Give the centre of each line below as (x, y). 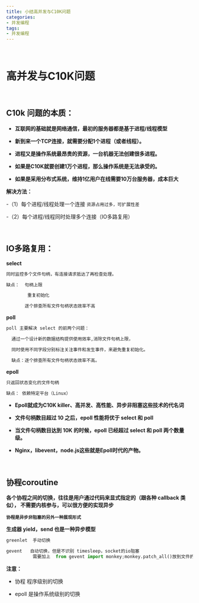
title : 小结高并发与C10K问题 (38, 12)
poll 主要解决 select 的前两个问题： (48, 328)
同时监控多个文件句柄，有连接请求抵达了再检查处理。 (61, 274)
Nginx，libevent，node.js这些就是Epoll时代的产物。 (79, 450)
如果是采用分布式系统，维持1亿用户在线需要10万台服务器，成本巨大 (97, 179)
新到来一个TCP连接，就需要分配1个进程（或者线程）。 (80, 141)
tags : (13, 28)
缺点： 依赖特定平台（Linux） (38, 393)
